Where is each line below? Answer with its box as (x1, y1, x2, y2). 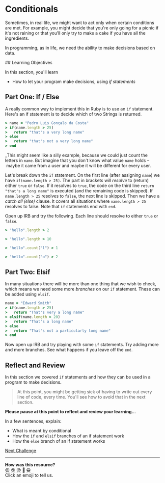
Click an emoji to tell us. (5, 472, 54, 478)
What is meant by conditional (12, 428, 71, 434)
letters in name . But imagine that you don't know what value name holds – (5, 158, 150, 163)
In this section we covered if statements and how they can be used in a (5, 374, 151, 380)
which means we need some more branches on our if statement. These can (5, 286, 160, 292)
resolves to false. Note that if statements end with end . (5, 204, 117, 209)
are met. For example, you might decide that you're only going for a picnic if (5, 25, 159, 30)
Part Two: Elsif (5, 268, 51, 276)
